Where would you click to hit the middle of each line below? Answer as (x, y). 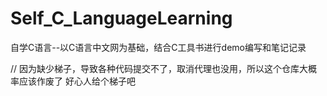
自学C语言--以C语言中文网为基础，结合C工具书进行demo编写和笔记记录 (158, 47)
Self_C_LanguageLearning (121, 18)
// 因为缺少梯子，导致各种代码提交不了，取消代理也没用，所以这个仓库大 (159, 68)
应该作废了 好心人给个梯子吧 (77, 81)
